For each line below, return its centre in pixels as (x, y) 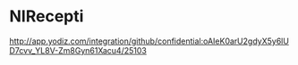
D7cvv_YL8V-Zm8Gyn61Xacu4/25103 (78, 50)
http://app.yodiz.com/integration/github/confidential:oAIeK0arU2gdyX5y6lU (149, 41)
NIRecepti (47, 16)
